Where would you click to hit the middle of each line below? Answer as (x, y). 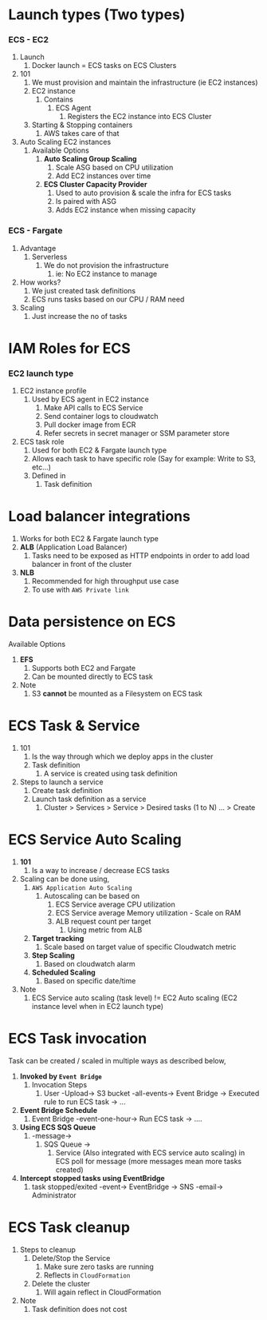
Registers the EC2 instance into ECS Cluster (139, 117)
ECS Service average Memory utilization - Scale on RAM (148, 913)
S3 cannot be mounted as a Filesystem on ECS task (117, 694)
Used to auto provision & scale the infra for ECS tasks (143, 193)
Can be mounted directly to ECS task (92, 676)
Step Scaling (53, 955)
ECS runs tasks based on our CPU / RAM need (108, 299)
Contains (58, 100)
